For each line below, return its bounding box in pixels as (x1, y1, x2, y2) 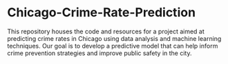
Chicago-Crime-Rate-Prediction (7, 5, 196, 20)
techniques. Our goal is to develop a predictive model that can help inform (7, 42, 218, 50)
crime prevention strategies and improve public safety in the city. (7, 49, 192, 57)
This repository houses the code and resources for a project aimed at (7, 27, 205, 35)
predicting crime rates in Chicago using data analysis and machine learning (7, 34, 222, 42)
